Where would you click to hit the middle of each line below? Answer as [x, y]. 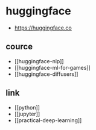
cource [19, 47]
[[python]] [27, 107]
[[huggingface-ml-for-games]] [53, 67]
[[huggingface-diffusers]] [46, 74]
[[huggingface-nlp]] [39, 61]
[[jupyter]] [27, 114]
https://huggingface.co [43, 28]
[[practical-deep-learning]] [48, 120]
